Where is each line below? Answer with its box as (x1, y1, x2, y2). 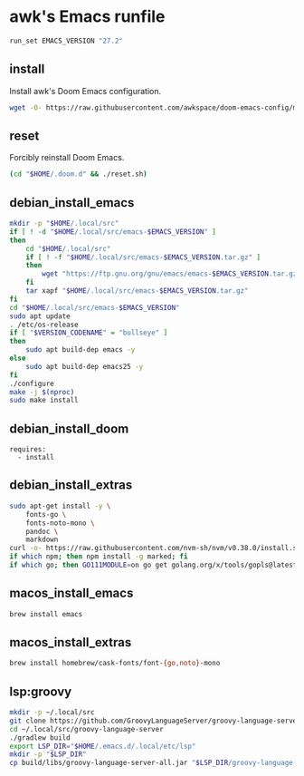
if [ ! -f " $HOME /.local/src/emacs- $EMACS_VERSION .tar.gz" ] (25, 252, 261, 262)
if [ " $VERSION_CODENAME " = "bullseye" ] (9, 328, 168, 337)
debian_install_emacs (9, 195, 135, 210)
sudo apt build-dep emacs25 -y (25, 362, 144, 371)
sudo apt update (9, 311, 71, 321)
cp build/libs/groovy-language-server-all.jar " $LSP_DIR (9, 759, 229, 768)
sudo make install (9, 396, 79, 405)
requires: (9, 445, 47, 454)
